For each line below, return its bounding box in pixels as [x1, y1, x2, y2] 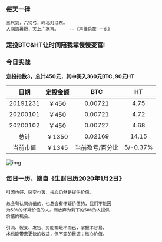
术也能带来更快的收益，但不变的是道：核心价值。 [6, 231, 107, 237]
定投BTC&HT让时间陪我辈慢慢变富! [6, 41, 105, 49]
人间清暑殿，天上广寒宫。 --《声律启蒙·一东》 [6, 26, 113, 32]
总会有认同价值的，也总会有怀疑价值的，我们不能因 [6, 201, 112, 207]
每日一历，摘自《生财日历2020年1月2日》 [6, 174, 125, 183]
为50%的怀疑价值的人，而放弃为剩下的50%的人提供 [6, 207, 110, 213]
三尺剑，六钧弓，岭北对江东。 [6, 20, 68, 26]
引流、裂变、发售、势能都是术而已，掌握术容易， [6, 224, 107, 230]
